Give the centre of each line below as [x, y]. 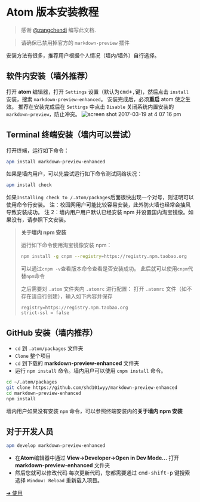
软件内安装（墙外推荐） [49, 76]
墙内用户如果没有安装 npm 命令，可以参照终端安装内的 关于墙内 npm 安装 [95, 411]
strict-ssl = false [45, 313]
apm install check [29, 185]
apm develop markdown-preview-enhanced [56, 446]
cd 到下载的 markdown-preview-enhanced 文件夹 [77, 363]
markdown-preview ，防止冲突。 [43, 114]
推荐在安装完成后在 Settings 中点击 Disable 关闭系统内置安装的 [96, 107]
